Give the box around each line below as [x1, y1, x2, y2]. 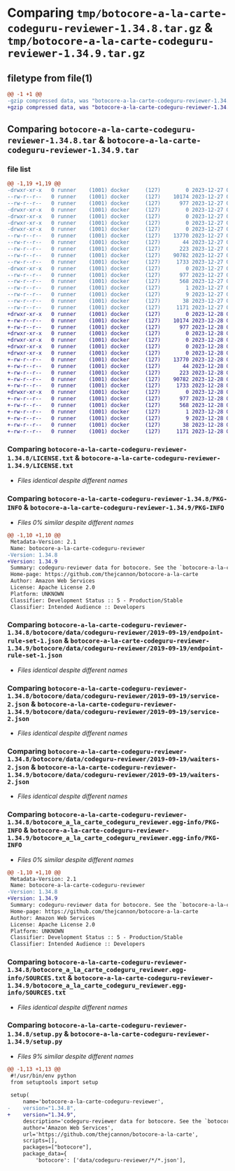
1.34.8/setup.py [7, 1030, 63, 1039]
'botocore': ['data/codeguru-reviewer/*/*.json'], [35, 1157, 187, 1164]
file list [7, 164, 31, 174]
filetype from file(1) [7, 72, 93, 84]
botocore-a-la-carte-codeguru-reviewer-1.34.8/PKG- [48, 495, 227, 502]
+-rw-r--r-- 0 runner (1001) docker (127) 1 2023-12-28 [7, 408, 224, 415]
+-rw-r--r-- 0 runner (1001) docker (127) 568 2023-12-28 [7, 402, 224, 409]
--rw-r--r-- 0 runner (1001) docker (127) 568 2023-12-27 [7, 278, 224, 285]
